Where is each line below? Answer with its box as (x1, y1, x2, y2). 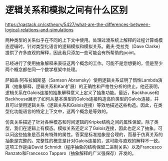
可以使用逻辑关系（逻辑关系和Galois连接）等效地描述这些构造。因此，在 (9, 102, 158, 108)
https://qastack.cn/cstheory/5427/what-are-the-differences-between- (5, 21, 151, 27)
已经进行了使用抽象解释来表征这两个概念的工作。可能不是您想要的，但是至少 (5, 60, 163, 66)
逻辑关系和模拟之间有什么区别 (5, 4, 128, 16)
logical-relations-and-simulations (5, 26, 74, 32)
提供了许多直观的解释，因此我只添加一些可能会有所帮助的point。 (5, 49, 138, 55)
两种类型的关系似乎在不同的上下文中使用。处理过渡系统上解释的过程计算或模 (5, 37, 163, 43)
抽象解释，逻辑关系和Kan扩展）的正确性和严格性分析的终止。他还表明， (13, 83, 162, 89)
